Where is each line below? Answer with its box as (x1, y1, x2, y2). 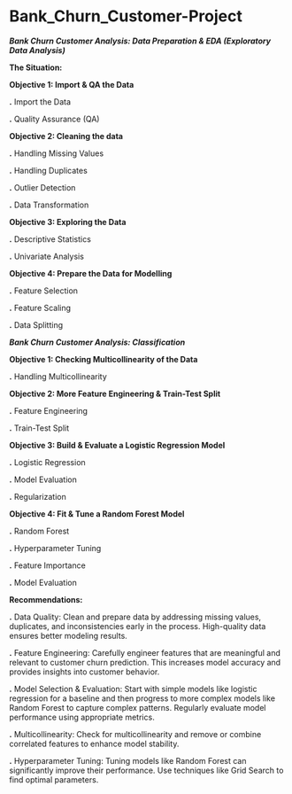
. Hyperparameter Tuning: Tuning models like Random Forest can (9, 755, 247, 766)
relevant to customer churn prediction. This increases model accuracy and (9, 657, 281, 667)
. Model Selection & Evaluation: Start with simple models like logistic (9, 683, 257, 694)
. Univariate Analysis (9, 251, 84, 261)
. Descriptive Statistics (9, 233, 91, 245)
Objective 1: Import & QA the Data (9, 79, 134, 90)
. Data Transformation (9, 199, 89, 210)
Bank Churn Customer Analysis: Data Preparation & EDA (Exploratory (9, 35, 272, 46)
